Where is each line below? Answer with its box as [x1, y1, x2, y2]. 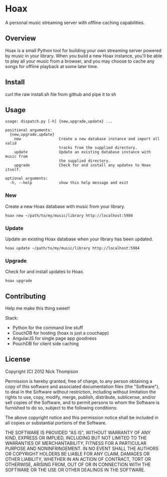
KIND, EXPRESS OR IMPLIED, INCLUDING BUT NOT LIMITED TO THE [5, 434, 147, 441]
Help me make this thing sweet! [5, 305, 70, 311]
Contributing [5, 292, 46, 301]
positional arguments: [5, 128, 52, 133]
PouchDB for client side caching [12, 341, 79, 347]
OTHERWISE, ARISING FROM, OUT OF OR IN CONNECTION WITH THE [5, 461, 151, 467]
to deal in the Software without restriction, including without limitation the [5, 389, 156, 395]
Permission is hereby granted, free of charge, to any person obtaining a [5, 378, 152, 384]
